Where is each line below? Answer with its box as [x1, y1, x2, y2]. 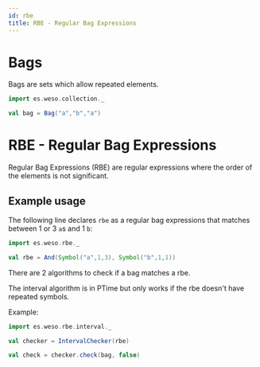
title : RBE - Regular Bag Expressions [8, 19, 137, 27]
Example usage [8, 194, 86, 208]
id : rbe [8, 11, 34, 20]
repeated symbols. [8, 291, 70, 301]
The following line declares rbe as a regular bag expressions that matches [8, 215, 250, 224]
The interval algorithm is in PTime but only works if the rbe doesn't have [8, 283, 245, 293]
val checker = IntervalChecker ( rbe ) [8, 337, 130, 345]
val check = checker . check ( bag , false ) [8, 351, 141, 359]
